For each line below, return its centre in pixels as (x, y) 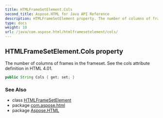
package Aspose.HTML (36, 110)
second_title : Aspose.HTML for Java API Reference (57, 14)
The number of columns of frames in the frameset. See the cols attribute (78, 63)
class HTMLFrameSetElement (42, 100)
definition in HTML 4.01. (29, 68)
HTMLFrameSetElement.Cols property (64, 52)
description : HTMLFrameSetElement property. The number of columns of (78, 18)
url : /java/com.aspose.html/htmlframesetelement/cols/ (62, 32)
